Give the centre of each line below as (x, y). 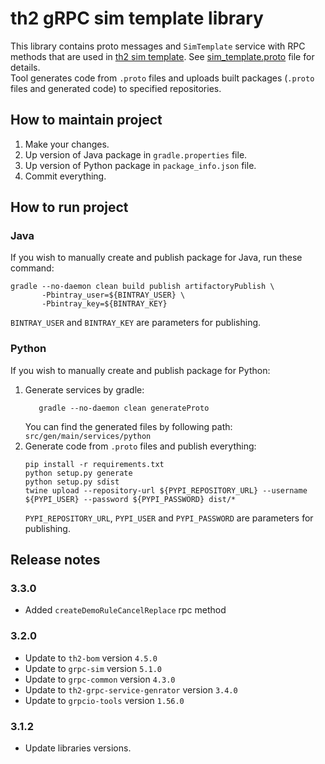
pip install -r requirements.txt (94, 464)
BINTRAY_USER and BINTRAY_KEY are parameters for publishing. (136, 323)
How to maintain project (86, 120)
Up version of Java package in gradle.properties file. (136, 154)
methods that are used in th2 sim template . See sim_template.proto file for (162, 56)
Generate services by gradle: (84, 389)
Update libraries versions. (78, 748)
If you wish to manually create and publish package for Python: (140, 370)
